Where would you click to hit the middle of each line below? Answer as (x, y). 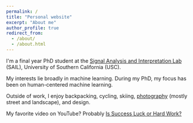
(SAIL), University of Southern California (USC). (64, 67)
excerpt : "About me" (31, 22)
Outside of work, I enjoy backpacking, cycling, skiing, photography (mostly (97, 96)
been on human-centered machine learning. (59, 84)
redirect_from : (25, 33)
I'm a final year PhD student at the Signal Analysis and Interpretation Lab (94, 61)
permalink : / (22, 11)
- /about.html (29, 45)
